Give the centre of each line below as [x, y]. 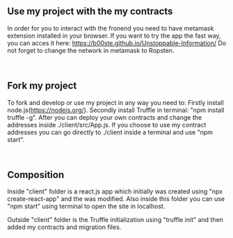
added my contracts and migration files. [64, 227]
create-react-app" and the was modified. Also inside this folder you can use [116, 199]
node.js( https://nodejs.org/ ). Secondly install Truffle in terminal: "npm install [116, 110]
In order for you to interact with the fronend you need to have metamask [111, 28]
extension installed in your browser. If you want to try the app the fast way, [114, 35]
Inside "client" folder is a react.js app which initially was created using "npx [115, 191]
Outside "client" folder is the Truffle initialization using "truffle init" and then [115, 220]
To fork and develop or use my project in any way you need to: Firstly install [115, 102]
